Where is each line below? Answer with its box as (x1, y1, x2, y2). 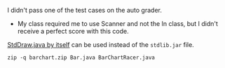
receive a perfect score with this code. (17, 27, 130, 35)
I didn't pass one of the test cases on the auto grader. (7, 6, 163, 14)
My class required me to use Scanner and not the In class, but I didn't (17, 20, 219, 27)
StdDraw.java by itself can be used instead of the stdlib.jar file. (7, 41, 194, 48)
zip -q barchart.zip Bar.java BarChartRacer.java (7, 54, 156, 61)
